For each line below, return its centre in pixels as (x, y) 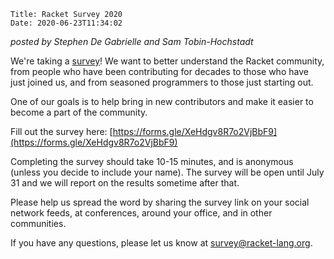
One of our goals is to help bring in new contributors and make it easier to (162, 101)
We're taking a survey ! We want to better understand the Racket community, (167, 61)
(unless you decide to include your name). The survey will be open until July (167, 172)
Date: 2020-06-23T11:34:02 (66, 23)
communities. (38, 223)
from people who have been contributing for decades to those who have (159, 71)
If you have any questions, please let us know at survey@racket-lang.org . (161, 243)
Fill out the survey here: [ (61, 131)
